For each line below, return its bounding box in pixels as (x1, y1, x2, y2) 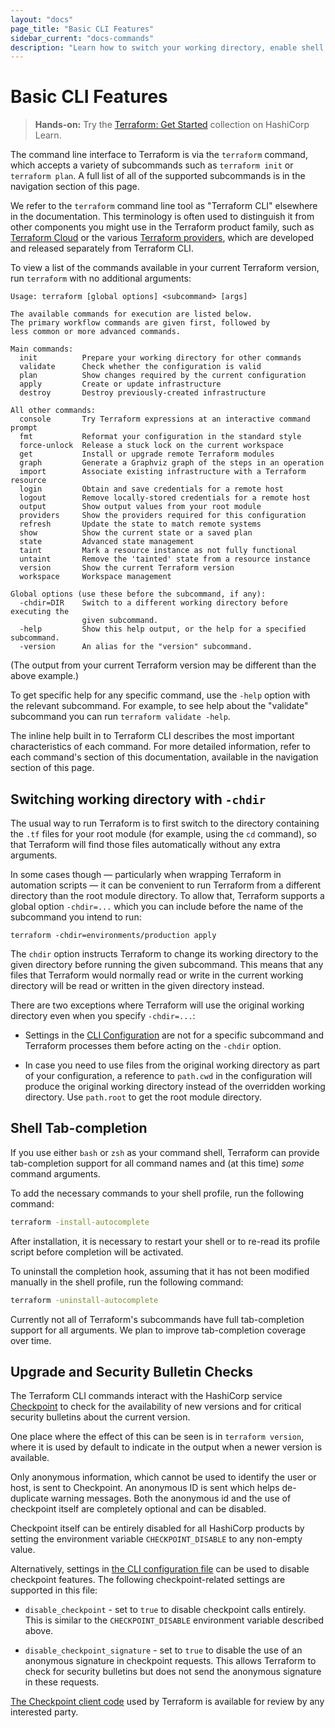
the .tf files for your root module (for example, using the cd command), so (10, 828, 317, 840)
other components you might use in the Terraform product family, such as (10, 221, 315, 233)
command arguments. (10, 1167, 101, 1180)
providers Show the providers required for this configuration (19, 511, 307, 521)
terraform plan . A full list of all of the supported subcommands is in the (10, 170, 306, 182)
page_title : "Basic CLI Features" (10, 24, 155, 34)
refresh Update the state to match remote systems (19, 519, 262, 530)
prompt (10, 423, 38, 433)
